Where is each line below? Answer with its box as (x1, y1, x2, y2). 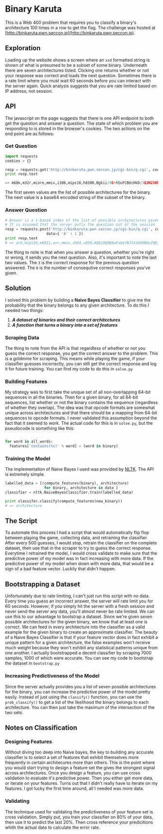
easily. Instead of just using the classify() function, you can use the (5, 694, 142, 700)
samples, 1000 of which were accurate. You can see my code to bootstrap (5, 655, 154, 661)
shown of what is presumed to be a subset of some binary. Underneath (5, 62, 147, 68)
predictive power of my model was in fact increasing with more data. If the (5, 556, 154, 562)
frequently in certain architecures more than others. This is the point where (5, 759, 155, 766)
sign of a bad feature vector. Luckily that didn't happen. (5, 566, 116, 572)
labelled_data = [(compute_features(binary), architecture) (5, 481, 130, 486)
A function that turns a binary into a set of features (12, 322, 118, 328)
